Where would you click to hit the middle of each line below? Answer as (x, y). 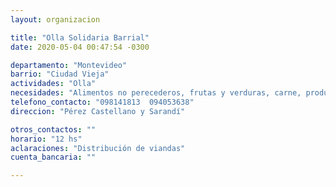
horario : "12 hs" (46, 139)
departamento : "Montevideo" (69, 65)
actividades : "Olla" (53, 84)
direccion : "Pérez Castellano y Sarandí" (98, 111)
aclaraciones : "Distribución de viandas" (98, 148)
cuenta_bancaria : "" (53, 157)
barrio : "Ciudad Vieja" (60, 74)
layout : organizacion (55, 19)
